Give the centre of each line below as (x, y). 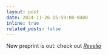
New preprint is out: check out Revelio (54, 46)
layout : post (23, 12)
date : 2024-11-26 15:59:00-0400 (47, 18)
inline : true (23, 23)
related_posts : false (34, 29)
